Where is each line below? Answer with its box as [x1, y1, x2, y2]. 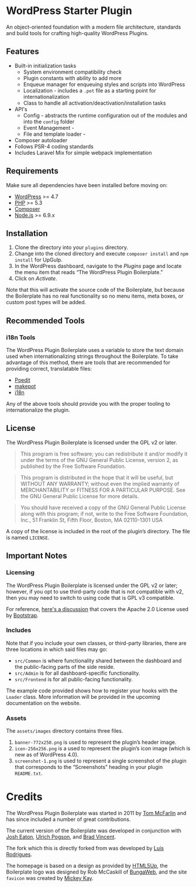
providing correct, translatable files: [6, 365, 92, 372]
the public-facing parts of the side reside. [14, 663, 115, 670]
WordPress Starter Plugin [6, 4, 133, 18]
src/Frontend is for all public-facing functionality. [14, 675, 133, 682]
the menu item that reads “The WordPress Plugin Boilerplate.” [14, 269, 163, 276]
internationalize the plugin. [6, 406, 70, 413]
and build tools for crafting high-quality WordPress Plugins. [6, 29, 149, 36]
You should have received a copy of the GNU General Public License [20, 504, 186, 511]
